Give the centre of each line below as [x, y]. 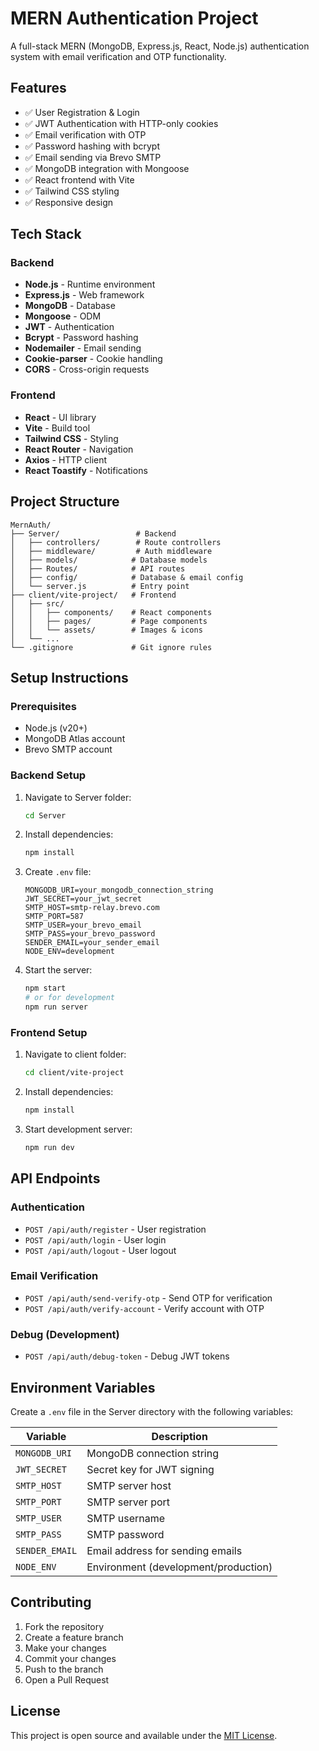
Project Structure [65, 502]
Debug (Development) [65, 1334]
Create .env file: [58, 872]
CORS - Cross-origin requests [87, 369]
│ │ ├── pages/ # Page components [109, 621]
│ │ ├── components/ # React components [111, 612]
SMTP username [126, 1518]
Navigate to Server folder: [78, 797]
